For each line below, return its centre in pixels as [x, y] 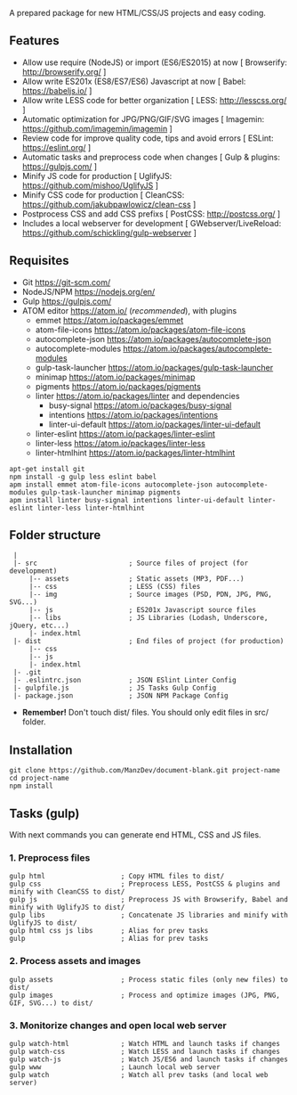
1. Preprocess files [50, 857]
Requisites [39, 261]
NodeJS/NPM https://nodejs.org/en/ [88, 291]
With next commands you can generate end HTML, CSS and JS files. [135, 835]
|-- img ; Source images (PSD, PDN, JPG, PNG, [151, 595]
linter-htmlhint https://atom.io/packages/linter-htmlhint [135, 453]
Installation [41, 750]
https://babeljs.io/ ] [57, 90]
